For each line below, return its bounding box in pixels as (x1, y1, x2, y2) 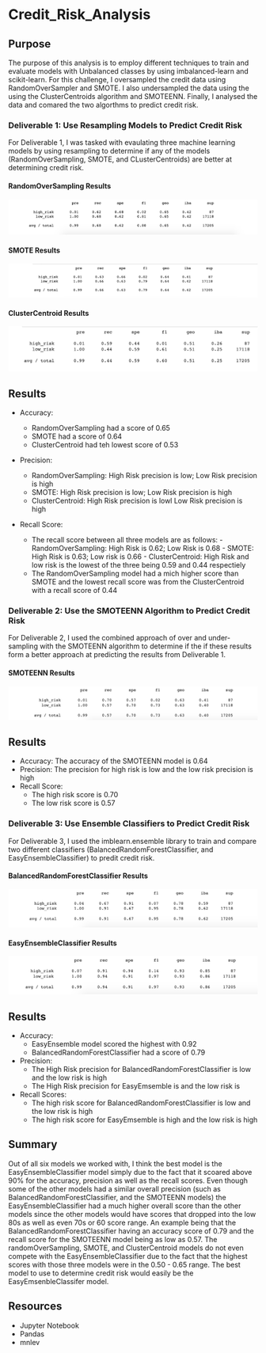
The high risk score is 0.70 (31, 790, 119, 800)
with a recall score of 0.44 (31, 586, 117, 595)
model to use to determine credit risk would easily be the (8, 1268, 194, 1278)
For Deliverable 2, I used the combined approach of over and (8, 633, 207, 643)
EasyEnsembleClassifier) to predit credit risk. (8, 853, 155, 862)
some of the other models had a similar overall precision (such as (8, 1184, 222, 1193)
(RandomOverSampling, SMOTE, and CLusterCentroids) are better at (8, 154, 232, 164)
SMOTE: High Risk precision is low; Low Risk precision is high (31, 488, 233, 497)
